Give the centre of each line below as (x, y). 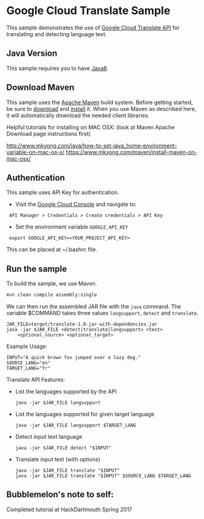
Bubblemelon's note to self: (60, 495)
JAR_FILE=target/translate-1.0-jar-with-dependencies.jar (82, 324)
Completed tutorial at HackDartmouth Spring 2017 (70, 509)
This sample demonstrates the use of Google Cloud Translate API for (93, 28)
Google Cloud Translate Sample (88, 11)
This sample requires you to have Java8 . (57, 68)
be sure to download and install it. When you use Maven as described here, (101, 108)
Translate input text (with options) (58, 460)
